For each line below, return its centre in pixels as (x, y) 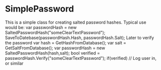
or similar (14, 63)
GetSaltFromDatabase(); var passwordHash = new (55, 48)
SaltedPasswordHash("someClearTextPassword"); (55, 32)
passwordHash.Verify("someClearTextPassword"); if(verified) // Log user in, (81, 58)
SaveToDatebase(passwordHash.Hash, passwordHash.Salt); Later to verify (80, 38)
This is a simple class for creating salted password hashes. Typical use (76, 22)
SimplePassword (39, 9)
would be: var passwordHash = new (41, 27)
